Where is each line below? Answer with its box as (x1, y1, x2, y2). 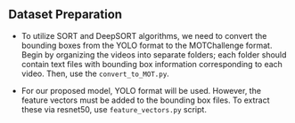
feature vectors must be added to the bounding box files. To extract (20, 95, 270, 105)
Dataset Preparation (8, 7, 122, 22)
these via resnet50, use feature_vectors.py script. (20, 104, 207, 114)
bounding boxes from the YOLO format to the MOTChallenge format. (20, 40, 273, 50)
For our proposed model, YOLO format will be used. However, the (20, 85, 262, 96)
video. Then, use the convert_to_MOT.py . (20, 68, 170, 79)
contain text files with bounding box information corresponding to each (20, 58, 283, 69)
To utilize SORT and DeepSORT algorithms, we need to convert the (20, 30, 267, 41)
